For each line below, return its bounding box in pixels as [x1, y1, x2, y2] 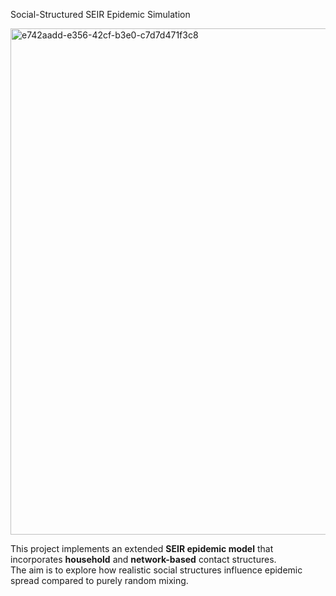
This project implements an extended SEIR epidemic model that [10, 543, 274, 554]
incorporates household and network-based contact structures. [10, 554, 277, 565]
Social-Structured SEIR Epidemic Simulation [10, 9, 191, 20]
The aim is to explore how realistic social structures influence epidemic [10, 564, 303, 576]
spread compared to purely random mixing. [10, 575, 189, 586]
